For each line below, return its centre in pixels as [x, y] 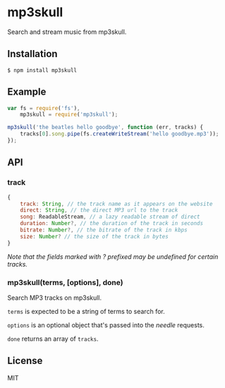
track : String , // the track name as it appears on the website [116, 204]
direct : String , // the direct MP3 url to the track [99, 210]
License [25, 361]
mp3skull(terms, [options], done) [65, 282]
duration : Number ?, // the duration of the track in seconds [111, 224]
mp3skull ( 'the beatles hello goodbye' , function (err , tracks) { [105, 128]
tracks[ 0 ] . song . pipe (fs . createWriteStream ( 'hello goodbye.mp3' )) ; [120, 134]
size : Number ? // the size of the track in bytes [95, 236]
